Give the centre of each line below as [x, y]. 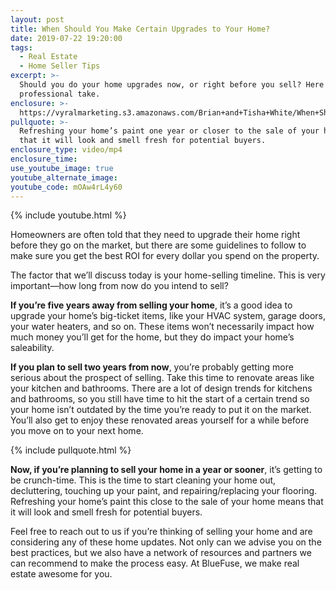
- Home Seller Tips [60, 66]
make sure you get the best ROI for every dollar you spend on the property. [165, 256]
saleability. [32, 348]
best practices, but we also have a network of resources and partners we [161, 553]
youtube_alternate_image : [64, 177]
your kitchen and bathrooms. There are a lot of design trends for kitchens [161, 388]
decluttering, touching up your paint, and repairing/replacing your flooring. [164, 491]
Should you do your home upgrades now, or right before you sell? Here [172, 85]
